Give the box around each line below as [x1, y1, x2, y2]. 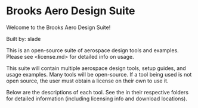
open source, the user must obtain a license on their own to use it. [6, 77, 169, 84]
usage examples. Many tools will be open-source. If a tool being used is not [6, 71, 192, 78]
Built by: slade [6, 35, 41, 42]
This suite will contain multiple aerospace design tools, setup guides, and [6, 64, 186, 72]
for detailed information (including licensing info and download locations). [6, 95, 188, 102]
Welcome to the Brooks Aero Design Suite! [6, 24, 111, 31]
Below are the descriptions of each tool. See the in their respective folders [6, 88, 189, 96]
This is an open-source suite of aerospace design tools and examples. [6, 46, 179, 54]
